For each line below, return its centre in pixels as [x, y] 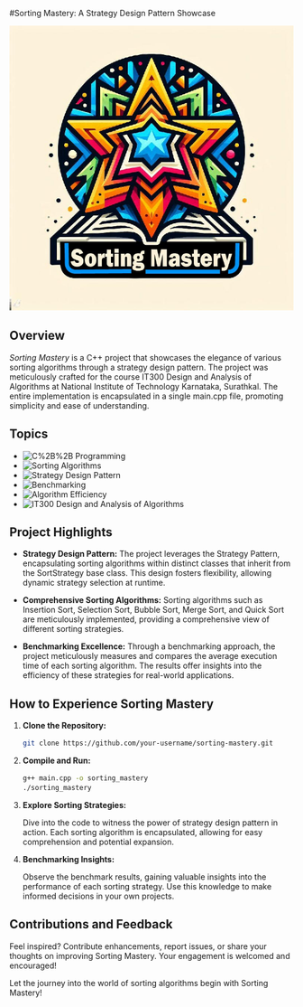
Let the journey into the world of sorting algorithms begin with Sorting [139, 983]
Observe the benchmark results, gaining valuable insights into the [144, 877]
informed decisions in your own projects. [98, 896]
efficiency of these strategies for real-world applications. [128, 675]
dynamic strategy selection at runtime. [94, 583]
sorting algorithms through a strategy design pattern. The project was [139, 367]
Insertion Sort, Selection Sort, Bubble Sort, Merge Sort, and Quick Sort [153, 610]
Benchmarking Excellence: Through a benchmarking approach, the [149, 646]
